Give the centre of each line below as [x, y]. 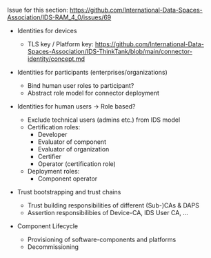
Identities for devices [47, 31]
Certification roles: [54, 127]
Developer [52, 135]
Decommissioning [53, 247]
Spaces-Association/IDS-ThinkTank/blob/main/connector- [110, 52]
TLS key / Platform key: [60, 44]
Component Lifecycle [47, 226]
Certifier [50, 156]
